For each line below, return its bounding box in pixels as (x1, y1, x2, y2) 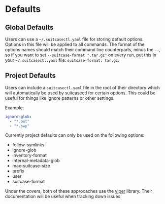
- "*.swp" (9, 123, 30, 128)
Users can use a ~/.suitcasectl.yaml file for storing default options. (5, 36, 144, 42)
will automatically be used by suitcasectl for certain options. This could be (5, 90, 156, 96)
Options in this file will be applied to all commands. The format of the (5, 41, 145, 47)
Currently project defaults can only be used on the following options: (5, 132, 145, 138)
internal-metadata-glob (12, 158, 60, 163)
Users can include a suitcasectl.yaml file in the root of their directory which (5, 84, 160, 90)
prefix (12, 168, 25, 174)
